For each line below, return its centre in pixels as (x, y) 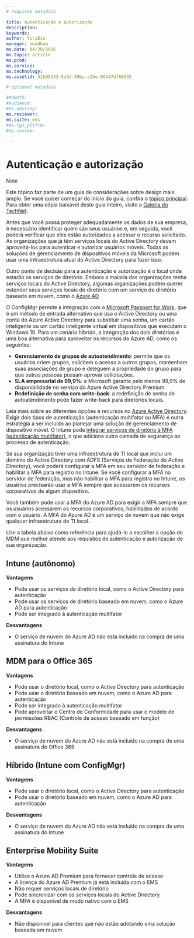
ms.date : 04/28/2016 (31, 50)
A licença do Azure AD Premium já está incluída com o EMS (86, 882)
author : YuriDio (26, 39)
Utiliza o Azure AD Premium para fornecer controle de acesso (89, 876)
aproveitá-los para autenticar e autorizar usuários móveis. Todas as (87, 248)
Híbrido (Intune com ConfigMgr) (66, 765)
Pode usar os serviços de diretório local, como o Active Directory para (99, 589)
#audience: (19, 103)
